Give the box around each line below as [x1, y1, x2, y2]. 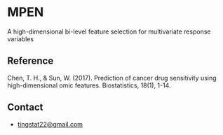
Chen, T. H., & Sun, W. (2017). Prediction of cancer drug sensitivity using [7, 73, 217, 82]
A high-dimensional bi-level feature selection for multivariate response [7, 27, 211, 36]
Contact [7, 101, 43, 113]
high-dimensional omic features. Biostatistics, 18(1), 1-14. [7, 81, 171, 90]
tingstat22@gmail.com [17, 120, 83, 128]
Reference [7, 55, 54, 67]
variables [7, 34, 34, 43]
